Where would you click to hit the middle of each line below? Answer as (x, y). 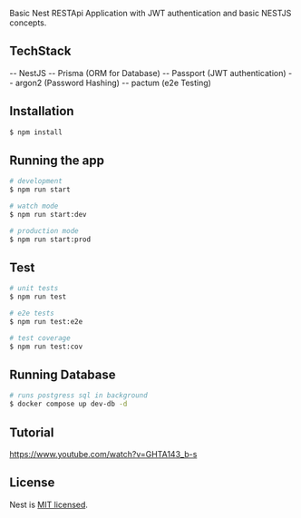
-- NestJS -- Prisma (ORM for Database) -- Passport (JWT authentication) (148, 73)
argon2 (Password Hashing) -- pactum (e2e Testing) (113, 83)
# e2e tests (32, 313)
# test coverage (40, 338)
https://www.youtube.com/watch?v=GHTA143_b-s (103, 454)
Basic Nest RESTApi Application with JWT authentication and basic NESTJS (150, 13)
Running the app (57, 160)
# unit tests (34, 288)
